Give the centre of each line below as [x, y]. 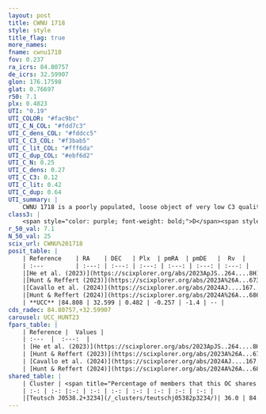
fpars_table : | [33, 325]
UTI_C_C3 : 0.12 [33, 178]
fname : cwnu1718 [35, 52]
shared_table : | [35, 376]
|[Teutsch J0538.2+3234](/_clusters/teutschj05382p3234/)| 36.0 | [134, 398]
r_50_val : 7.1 [32, 229]
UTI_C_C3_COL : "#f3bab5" [49, 141]
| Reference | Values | [63, 332]
